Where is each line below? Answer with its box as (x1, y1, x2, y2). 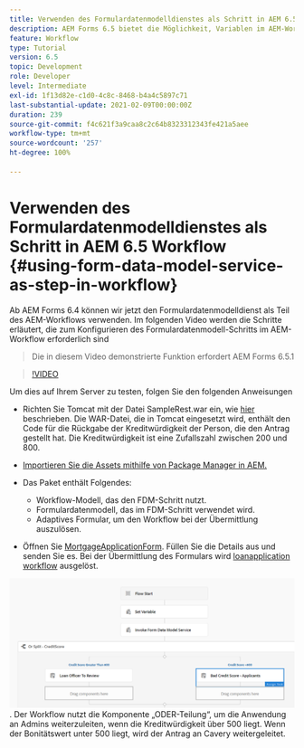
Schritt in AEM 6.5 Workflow (9, 236, 227, 257)
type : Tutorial (9, 43, 67, 52)
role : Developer (9, 72, 71, 81)
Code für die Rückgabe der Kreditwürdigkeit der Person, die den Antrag (22, 422, 290, 433)
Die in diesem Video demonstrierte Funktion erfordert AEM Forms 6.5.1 (31, 351, 295, 362)
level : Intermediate (9, 81, 88, 90)
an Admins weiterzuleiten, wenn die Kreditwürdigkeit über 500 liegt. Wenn (9, 718, 287, 729)
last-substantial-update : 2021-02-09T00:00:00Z (9, 100, 193, 109)
